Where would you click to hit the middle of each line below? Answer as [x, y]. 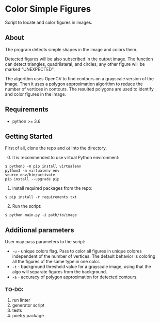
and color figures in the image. [36, 94]
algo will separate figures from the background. [60, 272]
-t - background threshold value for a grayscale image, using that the [81, 267]
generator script [28, 305]
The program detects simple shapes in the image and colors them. [71, 49]
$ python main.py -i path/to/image [41, 215]
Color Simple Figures [48, 9]
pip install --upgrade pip [32, 179]
